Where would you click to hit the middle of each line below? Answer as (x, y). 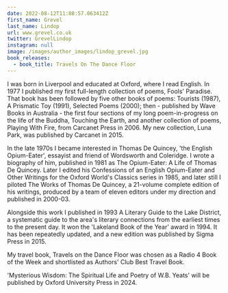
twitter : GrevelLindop (39, 39)
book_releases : (29, 58)
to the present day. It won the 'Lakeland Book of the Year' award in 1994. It (112, 227)
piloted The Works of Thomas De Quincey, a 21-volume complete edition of (113, 184)
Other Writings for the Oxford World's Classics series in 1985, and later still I (114, 177)
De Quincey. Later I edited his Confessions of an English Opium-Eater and (111, 170)
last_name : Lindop (33, 26)
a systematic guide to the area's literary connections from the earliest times (114, 219)
